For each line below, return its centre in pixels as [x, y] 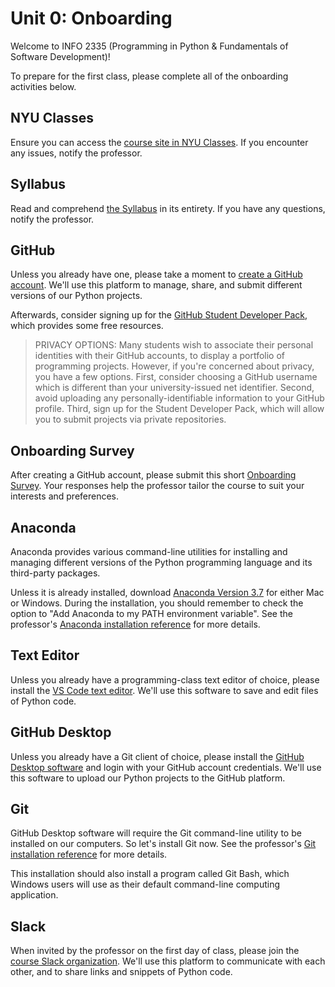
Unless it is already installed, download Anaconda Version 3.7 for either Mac [167, 592]
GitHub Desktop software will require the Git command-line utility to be [156, 833]
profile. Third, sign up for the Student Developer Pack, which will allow [179, 409]
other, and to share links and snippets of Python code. [121, 972]
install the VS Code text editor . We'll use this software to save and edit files [164, 690]
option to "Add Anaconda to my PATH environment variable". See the [151, 613]
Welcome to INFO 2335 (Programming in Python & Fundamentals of [149, 46]
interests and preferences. [65, 496]
